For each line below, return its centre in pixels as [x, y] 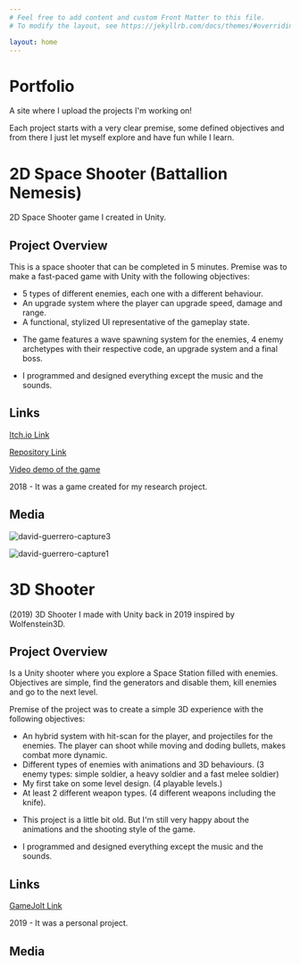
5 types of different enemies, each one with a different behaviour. [142, 294]
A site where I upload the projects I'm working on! [100, 111]
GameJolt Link [36, 906]
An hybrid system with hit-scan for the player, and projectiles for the [148, 736]
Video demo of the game [55, 469]
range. [34, 312]
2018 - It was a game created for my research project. [108, 487]
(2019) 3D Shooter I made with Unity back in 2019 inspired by [122, 614]
